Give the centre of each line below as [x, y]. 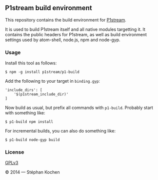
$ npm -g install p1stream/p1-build [42, 72]
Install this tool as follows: [31, 63]
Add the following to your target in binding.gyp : [52, 81]
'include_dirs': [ [24, 90]
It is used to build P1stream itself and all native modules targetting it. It [75, 29]
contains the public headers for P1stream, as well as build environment [76, 34]
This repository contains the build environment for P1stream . [66, 20]
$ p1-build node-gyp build [32, 140]
